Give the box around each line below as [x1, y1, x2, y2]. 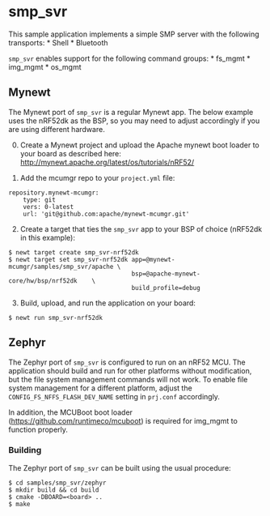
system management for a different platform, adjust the [8, 383, 192, 393]
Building [8, 445, 42, 456]
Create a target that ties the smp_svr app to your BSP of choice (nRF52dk [19, 224, 263, 233]
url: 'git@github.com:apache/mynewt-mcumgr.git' [23, 210, 190, 218]
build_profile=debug [131, 284, 200, 292]
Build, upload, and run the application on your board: [19, 298, 196, 308]
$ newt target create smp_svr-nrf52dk [8, 248, 139, 257]
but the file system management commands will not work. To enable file [8, 374, 248, 384]
